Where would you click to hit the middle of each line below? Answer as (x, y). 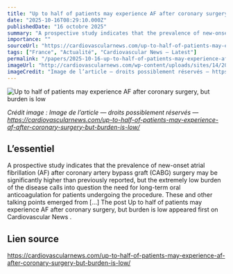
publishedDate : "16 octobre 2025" (57, 26)
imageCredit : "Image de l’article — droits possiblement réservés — (108, 71)
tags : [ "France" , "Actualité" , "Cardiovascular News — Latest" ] (102, 53)
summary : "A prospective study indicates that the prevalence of (103, 33)
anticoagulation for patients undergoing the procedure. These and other (110, 195)
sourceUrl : (23, 46)
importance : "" (29, 40)
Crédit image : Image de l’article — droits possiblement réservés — (103, 112)
